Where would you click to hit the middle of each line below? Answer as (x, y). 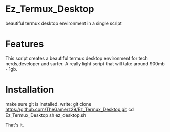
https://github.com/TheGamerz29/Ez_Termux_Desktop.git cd (70, 109)
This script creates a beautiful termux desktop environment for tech (77, 58)
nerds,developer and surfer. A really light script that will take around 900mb (85, 63)
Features (25, 44)
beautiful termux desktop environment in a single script (63, 23)
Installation (30, 90)
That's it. (15, 125)
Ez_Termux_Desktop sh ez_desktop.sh (46, 115)
